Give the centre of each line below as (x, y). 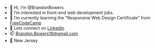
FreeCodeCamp (26, 23)
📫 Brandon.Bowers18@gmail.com (44, 33)
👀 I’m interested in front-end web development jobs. (62, 13)
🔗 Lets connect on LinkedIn (37, 28)
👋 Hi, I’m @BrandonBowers (37, 8)
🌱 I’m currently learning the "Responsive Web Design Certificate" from (80, 18)
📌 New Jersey (24, 40)
